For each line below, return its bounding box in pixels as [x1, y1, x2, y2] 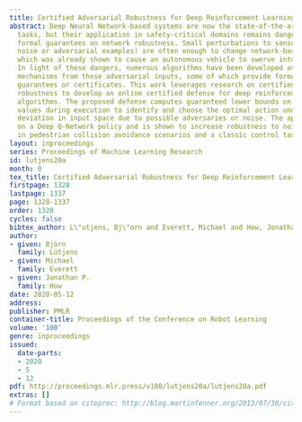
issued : [9, 340, 39, 349]
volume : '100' [9, 324, 63, 333]
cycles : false [9, 214, 63, 224]
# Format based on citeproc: [9, 399, 119, 408]
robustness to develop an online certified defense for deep [17, 88, 252, 97]
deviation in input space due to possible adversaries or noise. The [17, 114, 283, 123]
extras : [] [9, 390, 50, 399]
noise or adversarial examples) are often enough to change [17, 47, 247, 56]
